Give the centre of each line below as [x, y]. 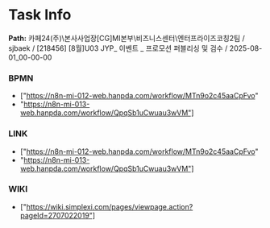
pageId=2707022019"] [57, 215]
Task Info [40, 15]
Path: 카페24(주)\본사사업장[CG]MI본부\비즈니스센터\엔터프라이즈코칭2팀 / [127, 38]
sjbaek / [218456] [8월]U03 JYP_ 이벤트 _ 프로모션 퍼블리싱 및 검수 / [118, 48]
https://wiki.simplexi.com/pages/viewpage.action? [110, 206]
